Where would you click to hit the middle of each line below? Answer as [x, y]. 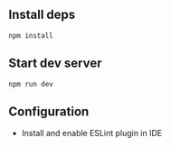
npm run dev [31, 84]
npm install [31, 35]
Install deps [42, 15]
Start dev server [55, 64]
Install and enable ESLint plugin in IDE [92, 133]
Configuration [49, 112]
